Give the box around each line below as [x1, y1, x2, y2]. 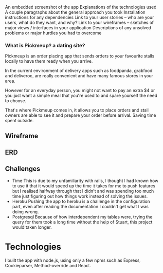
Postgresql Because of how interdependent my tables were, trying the [12, 214, 153, 219]
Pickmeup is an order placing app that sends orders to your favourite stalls [5, 53, 155, 59]
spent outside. [5, 118, 34, 124]
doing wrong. [12, 209, 39, 215]
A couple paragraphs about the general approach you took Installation [5, 9, 146, 15]
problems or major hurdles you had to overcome [5, 30, 102, 36]
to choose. [5, 98, 27, 104]
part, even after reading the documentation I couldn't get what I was [12, 203, 149, 209]
